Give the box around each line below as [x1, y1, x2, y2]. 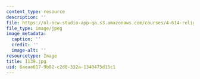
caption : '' [11, 36, 42, 42]
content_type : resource [6, 8, 65, 15]
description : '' [6, 14, 46, 20]
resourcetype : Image [6, 53, 58, 59]
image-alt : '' [11, 48, 46, 53]
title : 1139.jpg [6, 58, 46, 64]
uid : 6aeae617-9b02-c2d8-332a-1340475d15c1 [6, 64, 116, 70]
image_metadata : [6, 31, 46, 37]
